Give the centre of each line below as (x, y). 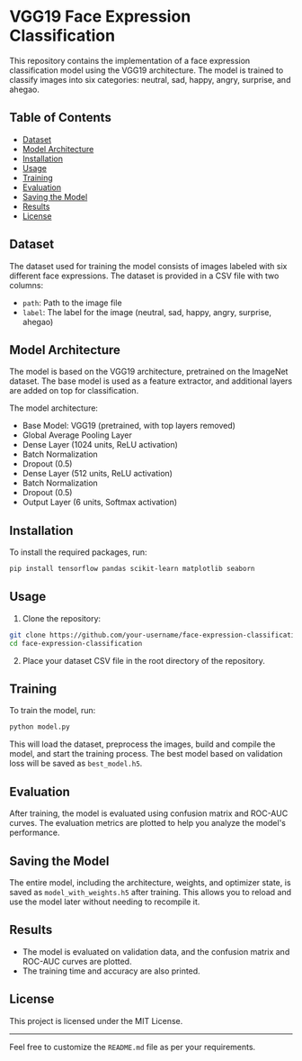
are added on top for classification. (74, 391)
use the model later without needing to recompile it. (105, 902)
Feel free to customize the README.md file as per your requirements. (133, 1047)
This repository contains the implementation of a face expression (130, 60)
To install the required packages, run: (78, 552)
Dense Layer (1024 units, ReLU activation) (100, 445)
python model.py (40, 727)
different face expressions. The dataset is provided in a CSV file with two (144, 276)
